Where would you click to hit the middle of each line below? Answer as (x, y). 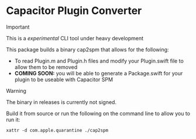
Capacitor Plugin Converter (74, 11)
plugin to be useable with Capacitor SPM (63, 79)
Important (18, 27)
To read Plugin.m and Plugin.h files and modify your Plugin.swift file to (99, 61)
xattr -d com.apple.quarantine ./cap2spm (57, 130)
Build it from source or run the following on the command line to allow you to (98, 113)
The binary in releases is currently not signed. (61, 102)
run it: (13, 119)
